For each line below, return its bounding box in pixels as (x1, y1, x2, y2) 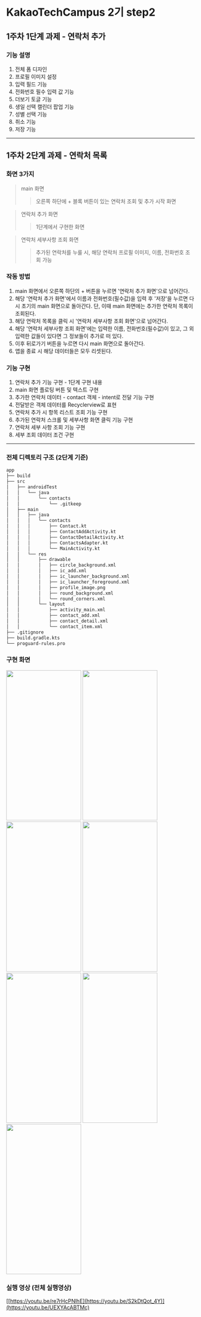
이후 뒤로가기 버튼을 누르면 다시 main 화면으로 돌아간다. (14, 340, 145, 347)
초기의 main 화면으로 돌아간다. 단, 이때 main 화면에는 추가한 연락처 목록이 (21, 302, 193, 309)
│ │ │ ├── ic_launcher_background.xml (6, 574, 130, 580)
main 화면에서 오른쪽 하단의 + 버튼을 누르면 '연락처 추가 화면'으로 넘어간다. (14, 287, 190, 294)
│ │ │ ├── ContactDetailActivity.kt (6, 534, 124, 540)
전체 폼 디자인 (14, 65, 47, 73)
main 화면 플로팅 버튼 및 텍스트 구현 (14, 386, 99, 393)
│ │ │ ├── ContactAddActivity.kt (6, 529, 117, 535)
